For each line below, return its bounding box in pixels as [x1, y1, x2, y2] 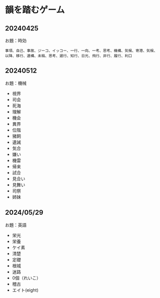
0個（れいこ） [12, 275, 41, 280]
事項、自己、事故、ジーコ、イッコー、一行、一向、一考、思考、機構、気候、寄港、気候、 [5, 48, 158, 53]
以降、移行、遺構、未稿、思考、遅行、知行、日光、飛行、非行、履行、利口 [5, 54, 133, 58]
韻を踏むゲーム [5, 4, 65, 16]
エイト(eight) [12, 287, 39, 293]
